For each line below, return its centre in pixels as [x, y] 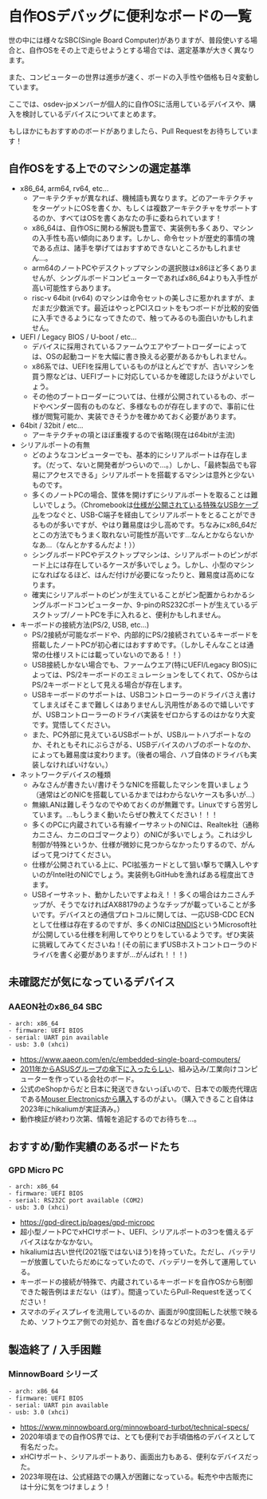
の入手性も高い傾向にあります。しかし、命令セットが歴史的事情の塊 [143, 237]
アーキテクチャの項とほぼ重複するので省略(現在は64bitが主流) [133, 435]
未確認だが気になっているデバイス [92, 982]
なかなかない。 [72, 1242]
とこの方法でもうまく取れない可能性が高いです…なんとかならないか [143, 534]
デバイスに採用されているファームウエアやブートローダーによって [139, 346]
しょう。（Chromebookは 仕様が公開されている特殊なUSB [145, 504]
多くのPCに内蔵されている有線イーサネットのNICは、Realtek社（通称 [145, 824]
